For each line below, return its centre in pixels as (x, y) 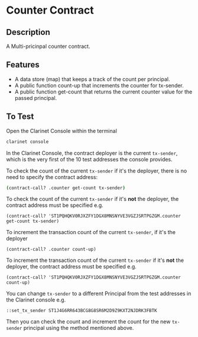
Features (23, 65)
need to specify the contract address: (52, 177)
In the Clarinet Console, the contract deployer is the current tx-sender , (92, 153)
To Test (20, 117)
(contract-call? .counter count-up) (51, 249)
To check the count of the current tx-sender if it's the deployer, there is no (97, 171)
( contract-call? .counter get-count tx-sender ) (66, 188)
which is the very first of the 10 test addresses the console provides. (89, 159)
